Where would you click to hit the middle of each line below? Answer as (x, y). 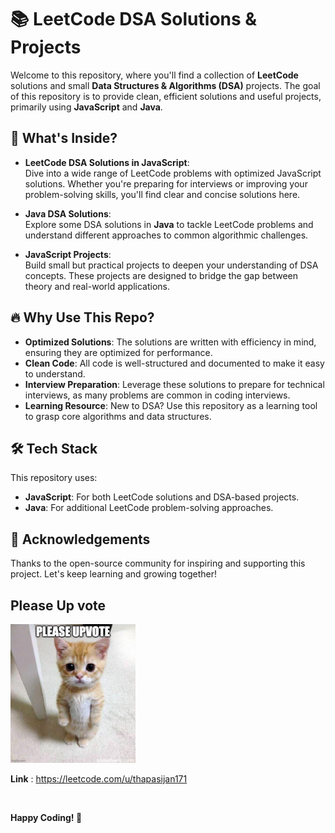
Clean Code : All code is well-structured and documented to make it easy (174, 363)
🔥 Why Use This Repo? (82, 317)
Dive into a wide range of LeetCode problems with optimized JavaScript (173, 173)
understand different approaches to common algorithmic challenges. (166, 235)
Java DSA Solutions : (68, 213)
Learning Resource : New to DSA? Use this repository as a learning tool (171, 405)
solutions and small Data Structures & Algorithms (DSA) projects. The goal (165, 85)
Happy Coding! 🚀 (46, 817)
